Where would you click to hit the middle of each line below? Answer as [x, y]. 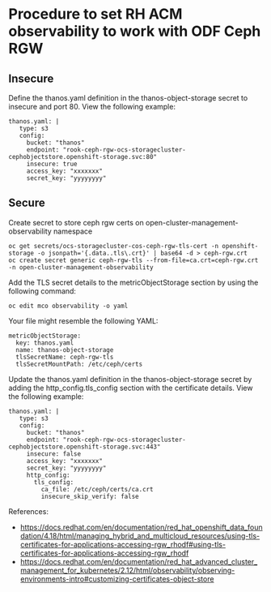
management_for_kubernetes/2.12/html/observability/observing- [127, 570]
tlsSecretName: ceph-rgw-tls [65, 357]
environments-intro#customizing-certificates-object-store [117, 579]
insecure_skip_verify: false [90, 496]
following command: [42, 291]
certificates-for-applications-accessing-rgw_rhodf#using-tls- [123, 544]
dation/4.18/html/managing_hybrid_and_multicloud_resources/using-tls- [140, 535]
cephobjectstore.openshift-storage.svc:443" [85, 447]
